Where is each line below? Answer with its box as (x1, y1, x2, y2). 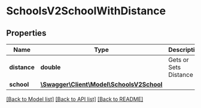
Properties (6, 28, 47, 38)
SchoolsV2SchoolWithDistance (6, 4, 166, 18)
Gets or (168, 55, 190, 64)
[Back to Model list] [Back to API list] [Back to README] (6, 95, 144, 103)
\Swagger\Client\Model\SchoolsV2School (40, 81, 163, 88)
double (40, 63, 61, 71)
